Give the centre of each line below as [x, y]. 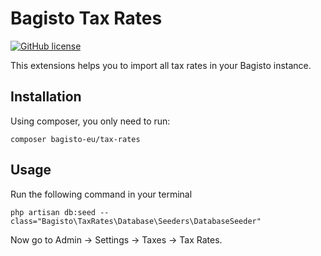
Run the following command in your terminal [101, 194]
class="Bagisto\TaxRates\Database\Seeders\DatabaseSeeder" [136, 221]
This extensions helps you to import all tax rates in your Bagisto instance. [161, 65]
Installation [46, 97]
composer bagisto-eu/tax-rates [75, 139]
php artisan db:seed [53, 212]
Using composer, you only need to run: [90, 121]
